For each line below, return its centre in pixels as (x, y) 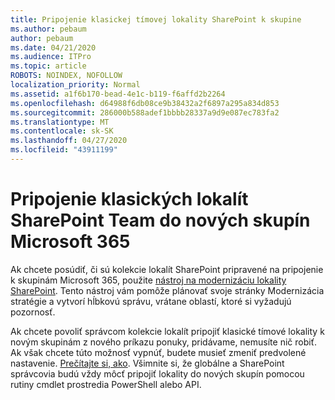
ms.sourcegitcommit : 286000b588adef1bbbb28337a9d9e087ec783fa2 (145, 112)
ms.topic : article (48, 66)
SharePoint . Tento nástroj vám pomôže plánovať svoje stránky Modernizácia (167, 290)
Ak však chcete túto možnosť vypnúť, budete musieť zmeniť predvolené (158, 352)
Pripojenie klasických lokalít (129, 199)
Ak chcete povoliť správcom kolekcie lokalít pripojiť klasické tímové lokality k (167, 331)
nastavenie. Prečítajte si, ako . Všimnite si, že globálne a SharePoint (147, 363)
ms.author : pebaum (48, 29)
